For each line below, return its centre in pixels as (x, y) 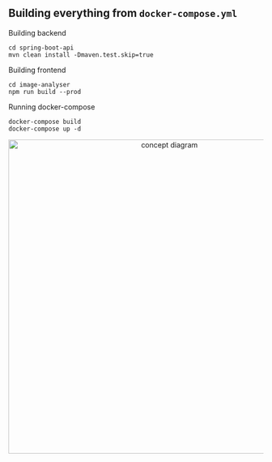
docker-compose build (45, 122)
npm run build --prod (45, 92)
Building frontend (37, 70)
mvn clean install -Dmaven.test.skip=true (81, 55)
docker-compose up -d (45, 129)
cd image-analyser (39, 84)
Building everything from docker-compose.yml (123, 13)
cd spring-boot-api (41, 48)
